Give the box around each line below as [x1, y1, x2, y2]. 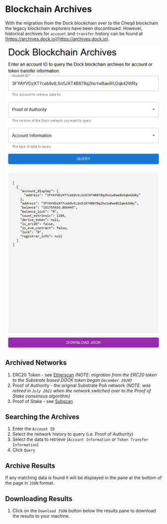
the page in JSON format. [5, 480, 55, 486]
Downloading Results [5, 495, 73, 503]
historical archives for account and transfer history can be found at [5, 30, 143, 36]
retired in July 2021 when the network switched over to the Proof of [12, 387, 152, 393]
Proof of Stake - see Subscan [12, 398, 73, 404]
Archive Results [5, 461, 56, 470]
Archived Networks [5, 358, 67, 367]
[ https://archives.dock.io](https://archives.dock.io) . [5, 36, 110, 42]
